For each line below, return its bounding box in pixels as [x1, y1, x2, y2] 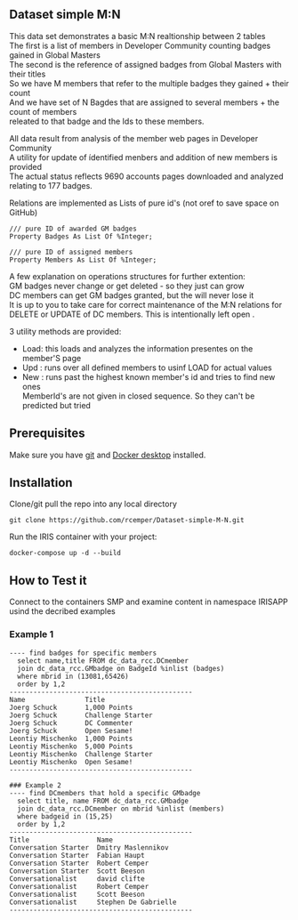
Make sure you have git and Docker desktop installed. [9, 449, 206, 460]
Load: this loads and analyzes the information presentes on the [21, 343, 254, 354]
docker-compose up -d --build [9, 549, 122, 558]
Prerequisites [9, 426, 85, 441]
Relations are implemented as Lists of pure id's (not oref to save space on [9, 198, 279, 208]
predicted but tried [21, 399, 92, 410]
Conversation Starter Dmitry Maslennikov [9, 843, 169, 852]
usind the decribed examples [9, 606, 116, 617]
